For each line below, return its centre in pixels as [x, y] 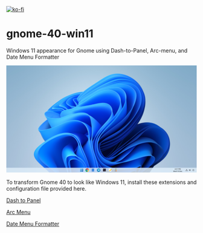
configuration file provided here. [46, 189]
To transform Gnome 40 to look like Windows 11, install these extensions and [101, 182]
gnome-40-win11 [50, 34]
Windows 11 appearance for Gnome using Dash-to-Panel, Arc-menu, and [97, 50]
